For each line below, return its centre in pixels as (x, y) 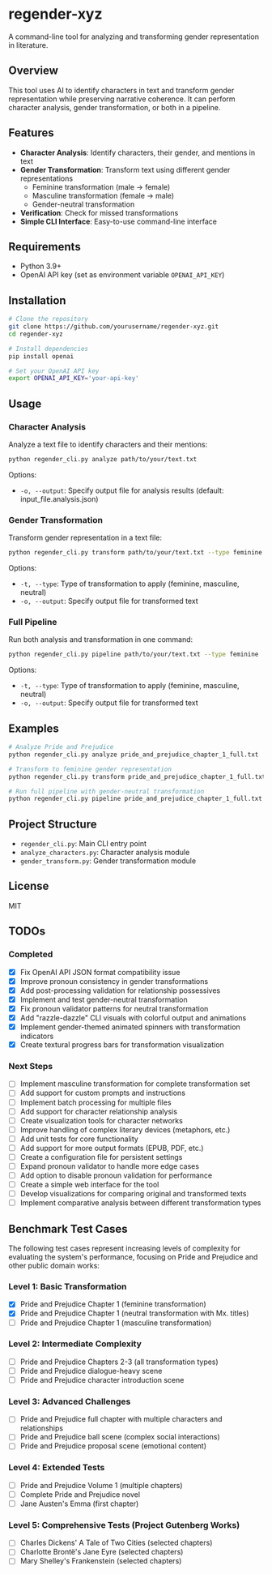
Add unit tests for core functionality (79, 1139)
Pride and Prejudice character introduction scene (102, 1379)
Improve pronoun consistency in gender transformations (114, 981)
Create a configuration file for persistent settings (101, 1157)
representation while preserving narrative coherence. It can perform (122, 99)
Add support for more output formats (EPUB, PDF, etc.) (112, 1148)
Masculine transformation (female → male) (103, 195)
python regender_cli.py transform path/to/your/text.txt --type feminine (136, 553)
